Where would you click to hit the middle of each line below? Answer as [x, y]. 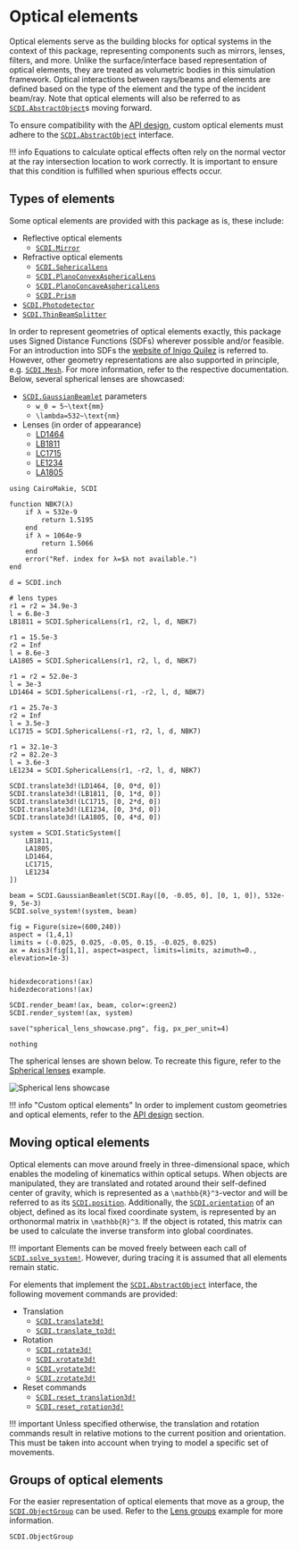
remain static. [34, 1266]
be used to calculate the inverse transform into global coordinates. [132, 1231]
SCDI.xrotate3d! [66, 1359]
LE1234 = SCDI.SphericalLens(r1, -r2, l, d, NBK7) [105, 770]
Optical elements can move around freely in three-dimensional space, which [149, 1164]
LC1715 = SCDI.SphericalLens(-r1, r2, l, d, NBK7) [105, 731]
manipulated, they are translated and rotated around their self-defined [138, 1183]
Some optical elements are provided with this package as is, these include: [146, 220]
